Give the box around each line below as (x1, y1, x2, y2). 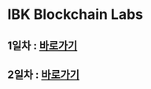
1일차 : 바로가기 (7, 39, 78, 52)
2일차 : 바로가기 (7, 68, 80, 81)
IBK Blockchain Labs (7, 6, 143, 24)
